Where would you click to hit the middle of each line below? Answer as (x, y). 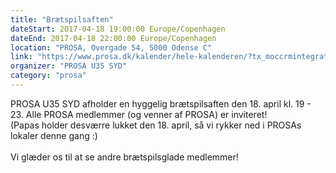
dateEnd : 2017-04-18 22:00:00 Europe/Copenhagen (113, 38)
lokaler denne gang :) (54, 135)
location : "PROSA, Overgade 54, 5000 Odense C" (111, 47)
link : (21, 57)
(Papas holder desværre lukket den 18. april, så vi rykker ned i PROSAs (156, 125)
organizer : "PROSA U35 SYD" (69, 66)
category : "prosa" (48, 76)
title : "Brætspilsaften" (62, 19)
